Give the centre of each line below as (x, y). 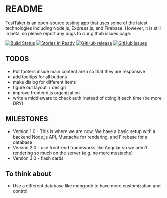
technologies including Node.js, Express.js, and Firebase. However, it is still (83, 28)
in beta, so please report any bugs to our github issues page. (68, 33)
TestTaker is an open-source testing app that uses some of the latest (76, 23)
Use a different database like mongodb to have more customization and (87, 186)
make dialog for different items (44, 82)
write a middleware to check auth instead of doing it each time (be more (87, 98)
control (20, 191)
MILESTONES (27, 119)
